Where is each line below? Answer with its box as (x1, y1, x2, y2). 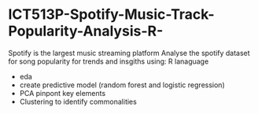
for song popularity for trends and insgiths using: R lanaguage (8, 57, 209, 66)
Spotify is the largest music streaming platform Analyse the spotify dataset (8, 48, 250, 57)
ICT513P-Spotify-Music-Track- (8, 6, 215, 24)
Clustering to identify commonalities (19, 97, 138, 106)
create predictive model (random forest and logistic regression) (19, 80, 226, 90)
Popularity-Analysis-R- (8, 22, 164, 40)
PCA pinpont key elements (19, 88, 106, 97)
